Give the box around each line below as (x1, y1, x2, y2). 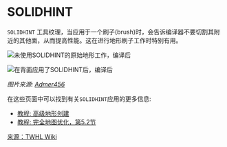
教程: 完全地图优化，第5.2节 (17, 117, 96, 126)
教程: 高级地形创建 (17, 109, 69, 117)
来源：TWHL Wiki (7, 132, 57, 141)
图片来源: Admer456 (7, 80, 65, 88)
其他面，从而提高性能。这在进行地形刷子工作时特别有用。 (19, 36, 182, 45)
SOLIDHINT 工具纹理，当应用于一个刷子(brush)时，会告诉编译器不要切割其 (7, 27, 215, 36)
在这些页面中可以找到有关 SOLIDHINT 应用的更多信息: (7, 94, 151, 103)
